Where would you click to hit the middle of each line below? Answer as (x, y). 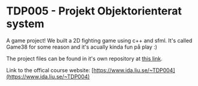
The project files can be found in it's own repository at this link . (84, 58)
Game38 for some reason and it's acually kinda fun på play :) (82, 47)
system (25, 24)
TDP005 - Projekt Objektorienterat (94, 11)
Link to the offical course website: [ (50, 70)
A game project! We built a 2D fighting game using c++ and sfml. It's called (99, 40)
